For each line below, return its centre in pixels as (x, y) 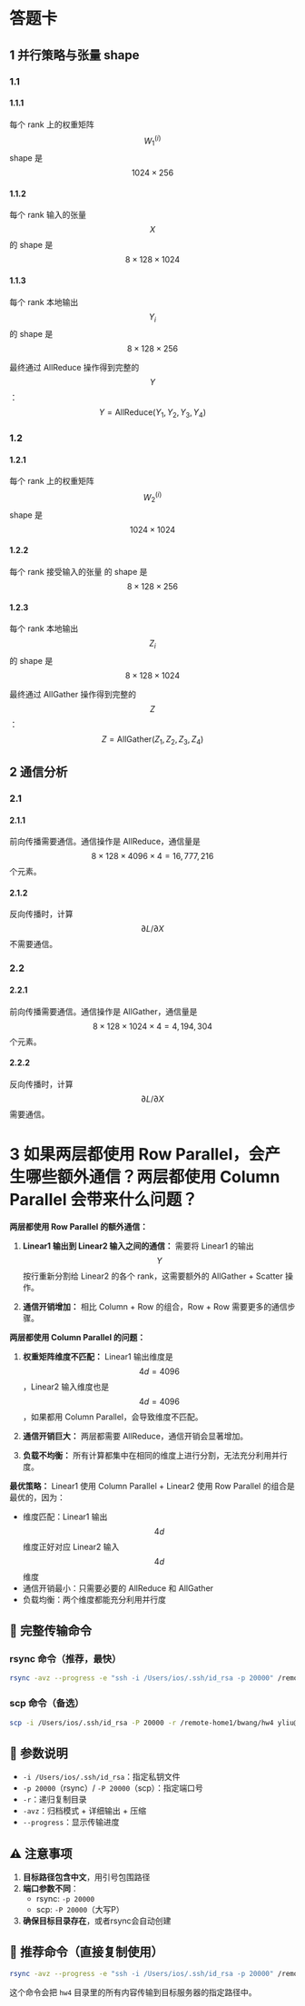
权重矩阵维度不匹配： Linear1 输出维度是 (98, 1356)
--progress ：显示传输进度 (71, 1823)
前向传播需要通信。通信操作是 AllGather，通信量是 (103, 1011)
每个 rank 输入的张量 (48, 215)
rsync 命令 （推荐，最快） (65, 1659)
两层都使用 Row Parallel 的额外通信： (79, 1226)
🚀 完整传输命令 (51, 1631)
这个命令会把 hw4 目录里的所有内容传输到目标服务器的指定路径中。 (133, 1992)
